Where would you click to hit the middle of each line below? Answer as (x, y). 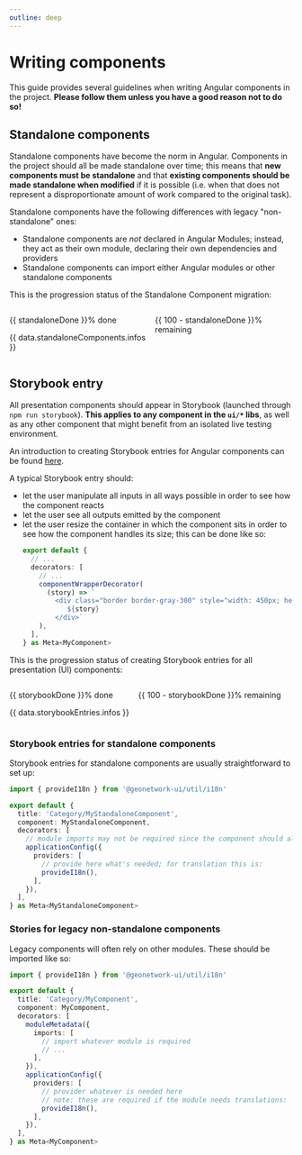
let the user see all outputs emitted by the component (121, 515)
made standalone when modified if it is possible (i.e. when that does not (145, 185)
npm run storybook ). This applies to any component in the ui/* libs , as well (150, 414)
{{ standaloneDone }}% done (63, 320)
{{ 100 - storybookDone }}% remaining (209, 695)
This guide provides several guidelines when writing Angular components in (150, 87)
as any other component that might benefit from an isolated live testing (141, 424)
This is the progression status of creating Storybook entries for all (131, 659)
